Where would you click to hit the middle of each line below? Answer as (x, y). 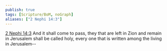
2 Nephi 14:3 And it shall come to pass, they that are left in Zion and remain (83, 33)
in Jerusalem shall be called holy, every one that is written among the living (83, 38)
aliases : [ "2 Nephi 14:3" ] (34, 19)
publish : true (20, 10)
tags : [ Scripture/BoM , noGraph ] (39, 14)
